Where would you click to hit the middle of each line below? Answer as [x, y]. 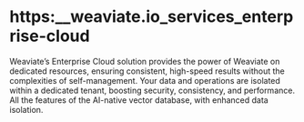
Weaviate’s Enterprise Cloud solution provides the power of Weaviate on [145, 61]
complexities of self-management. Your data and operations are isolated [145, 80]
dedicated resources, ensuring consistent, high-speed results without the [147, 71]
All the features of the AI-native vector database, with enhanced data [139, 100]
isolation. [26, 109]
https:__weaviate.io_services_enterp [152, 17]
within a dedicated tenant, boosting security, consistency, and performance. [152, 90]
